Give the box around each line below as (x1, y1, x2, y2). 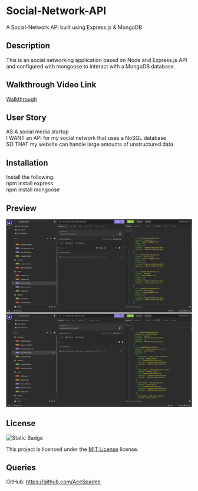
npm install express (6, 180, 54, 187)
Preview (6, 203, 37, 213)
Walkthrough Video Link (6, 80, 97, 90)
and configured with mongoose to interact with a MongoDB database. (6, 63, 176, 70)
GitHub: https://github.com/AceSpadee (6, 478, 101, 485)
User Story (6, 112, 47, 122)
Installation (6, 158, 48, 168)
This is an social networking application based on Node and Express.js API (6, 56, 187, 63)
